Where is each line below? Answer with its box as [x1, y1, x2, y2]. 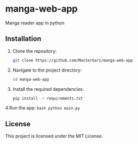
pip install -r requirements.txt [12, 96, 83, 101]
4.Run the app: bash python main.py [5, 105, 80, 111]
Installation [5, 34, 41, 43]
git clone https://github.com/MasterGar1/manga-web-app [12, 58, 133, 63]
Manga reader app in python [5, 20, 65, 26]
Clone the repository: [12, 48, 57, 54]
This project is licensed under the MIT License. [5, 133, 103, 139]
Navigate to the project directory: [12, 67, 82, 73]
